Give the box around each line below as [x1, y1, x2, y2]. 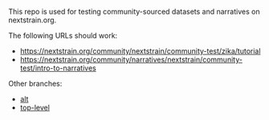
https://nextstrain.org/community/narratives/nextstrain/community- [19, 55, 243, 64]
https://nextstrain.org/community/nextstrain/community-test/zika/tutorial [19, 46, 261, 55]
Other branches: [8, 79, 63, 88]
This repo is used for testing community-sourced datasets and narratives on [8, 7, 260, 16]
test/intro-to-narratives [19, 63, 96, 73]
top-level [19, 103, 51, 112]
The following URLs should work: [8, 31, 118, 40]
